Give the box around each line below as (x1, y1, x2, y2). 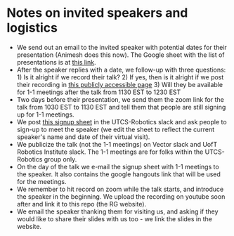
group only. (44, 155, 77, 163)
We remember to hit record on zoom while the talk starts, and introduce (16, 185, 224, 193)
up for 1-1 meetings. (16, 110, 74, 119)
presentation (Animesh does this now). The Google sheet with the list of (16, 51, 226, 59)
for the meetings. (16, 177, 67, 185)
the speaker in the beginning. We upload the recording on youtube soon (16, 192, 226, 201)
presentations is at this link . (16, 58, 96, 66)
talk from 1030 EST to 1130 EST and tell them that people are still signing (16, 103, 226, 111)
